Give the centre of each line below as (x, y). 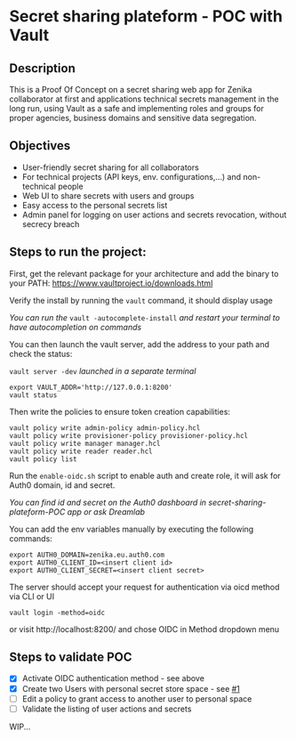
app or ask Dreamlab (106, 512)
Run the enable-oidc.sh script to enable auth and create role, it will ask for (145, 475)
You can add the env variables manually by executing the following (132, 529)
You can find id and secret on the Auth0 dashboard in (108, 502)
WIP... (20, 727)
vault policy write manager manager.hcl (85, 443)
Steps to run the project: (78, 252)
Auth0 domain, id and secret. (62, 485)
